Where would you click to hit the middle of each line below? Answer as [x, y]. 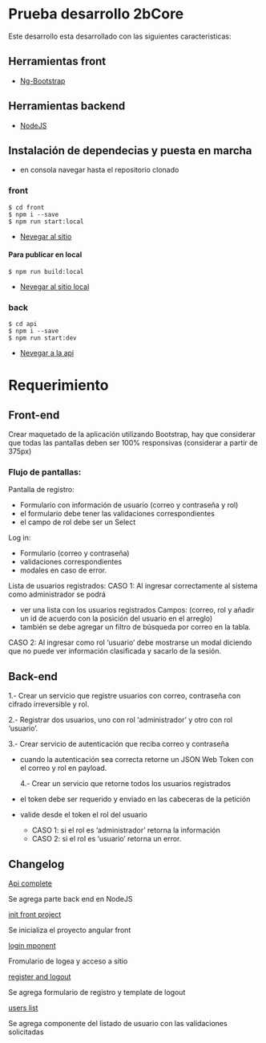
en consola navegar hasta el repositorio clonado [99, 170]
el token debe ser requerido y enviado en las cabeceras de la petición [135, 799]
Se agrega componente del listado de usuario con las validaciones [118, 1024]
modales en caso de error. [63, 570]
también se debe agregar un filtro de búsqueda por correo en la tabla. [135, 627]
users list [23, 1008]
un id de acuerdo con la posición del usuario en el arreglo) [116, 618]
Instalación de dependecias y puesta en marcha [130, 151]
